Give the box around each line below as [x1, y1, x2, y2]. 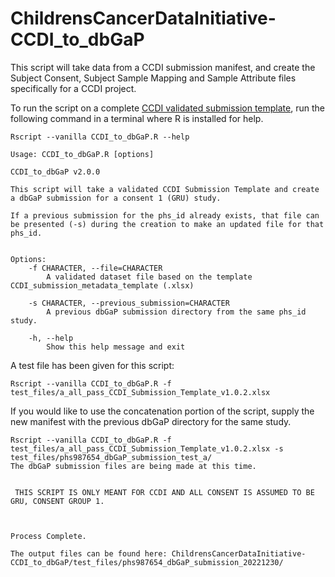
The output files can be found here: [10, 548, 168, 559]
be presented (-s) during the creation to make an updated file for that [10, 219, 325, 229]
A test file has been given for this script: [10, 359, 175, 371]
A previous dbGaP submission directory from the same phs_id [46, 307, 307, 317]
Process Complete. [10, 531, 87, 541]
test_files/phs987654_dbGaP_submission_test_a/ [10, 452, 213, 462]
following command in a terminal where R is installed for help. [10, 112, 264, 124]
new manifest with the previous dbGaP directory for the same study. [10, 415, 292, 427]
